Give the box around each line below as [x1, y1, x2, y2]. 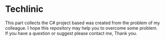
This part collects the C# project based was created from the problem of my [5, 20, 160, 26]
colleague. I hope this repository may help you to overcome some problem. [5, 25, 158, 31]
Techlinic [5, 3, 43, 15]
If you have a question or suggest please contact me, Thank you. [5, 30, 137, 36]
